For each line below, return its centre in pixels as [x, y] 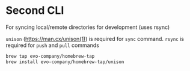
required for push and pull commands [53, 45]
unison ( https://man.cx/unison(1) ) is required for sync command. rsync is [95, 39]
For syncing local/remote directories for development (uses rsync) [88, 27]
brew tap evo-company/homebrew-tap [50, 56]
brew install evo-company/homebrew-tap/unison [65, 62]
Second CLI [35, 11]
